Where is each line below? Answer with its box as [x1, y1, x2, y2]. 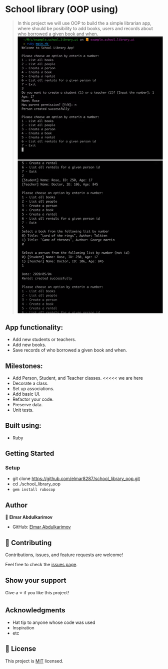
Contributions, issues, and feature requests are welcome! [5, 552, 123, 558]
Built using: [5, 421, 41, 430]
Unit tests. [12, 407, 34, 413]
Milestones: [5, 362, 43, 370]
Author [5, 500, 27, 510]
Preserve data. [12, 401, 43, 407]
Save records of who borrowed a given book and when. [12, 347, 127, 353]
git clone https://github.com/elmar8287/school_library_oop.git [12, 475, 140, 482]
